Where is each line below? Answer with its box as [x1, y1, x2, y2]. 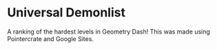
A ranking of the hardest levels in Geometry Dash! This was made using [7, 27, 210, 36]
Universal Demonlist [7, 5, 126, 21]
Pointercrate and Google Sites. [7, 34, 94, 42]
